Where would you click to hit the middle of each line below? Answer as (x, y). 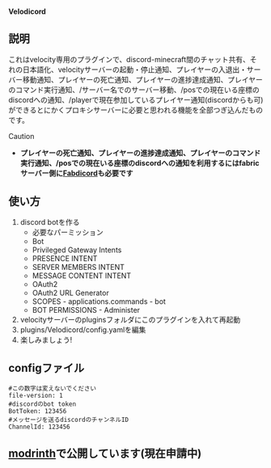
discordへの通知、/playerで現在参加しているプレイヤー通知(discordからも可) (136, 100)
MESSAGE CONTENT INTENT (82, 276)
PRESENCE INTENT (65, 259)
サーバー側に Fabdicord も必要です (76, 173)
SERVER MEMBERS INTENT (78, 268)
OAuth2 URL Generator (70, 293)
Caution (21, 137)
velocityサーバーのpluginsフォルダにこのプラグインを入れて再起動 (130, 320)
